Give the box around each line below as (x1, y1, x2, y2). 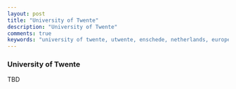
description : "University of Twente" (7, 23, 118, 30)
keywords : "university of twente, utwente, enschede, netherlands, (7, 36, 209, 43)
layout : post (7, 10, 46, 18)
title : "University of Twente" (7, 17, 99, 24)
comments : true (7, 29, 52, 37)
